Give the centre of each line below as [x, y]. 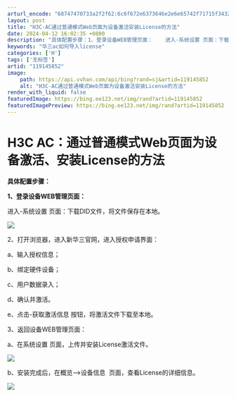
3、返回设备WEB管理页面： [47, 329]
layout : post [26, 20]
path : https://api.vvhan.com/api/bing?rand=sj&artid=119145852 [114, 79]
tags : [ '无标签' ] [31, 60]
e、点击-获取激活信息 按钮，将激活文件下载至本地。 [82, 314]
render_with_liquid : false [47, 92]
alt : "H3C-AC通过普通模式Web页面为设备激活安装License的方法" [103, 86]
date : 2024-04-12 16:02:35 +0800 [56, 33]
